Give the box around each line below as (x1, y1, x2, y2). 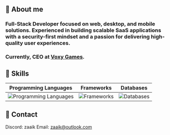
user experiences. (24, 39, 71, 47)
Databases (120, 84, 147, 92)
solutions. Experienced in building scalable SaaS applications (5, 27, 161, 34)
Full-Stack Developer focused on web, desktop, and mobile (5, 20, 155, 28)
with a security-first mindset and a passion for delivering (5, 33, 150, 40)
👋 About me (5, 5, 44, 14)
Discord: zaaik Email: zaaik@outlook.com (5, 124, 92, 130)
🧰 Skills (5, 69, 29, 78)
